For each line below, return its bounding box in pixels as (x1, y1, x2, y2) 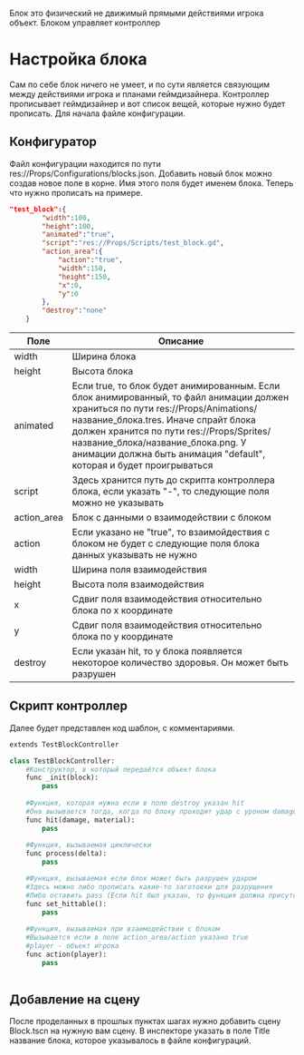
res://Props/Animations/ (156, 403, 258, 415)
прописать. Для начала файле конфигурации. (9, 108, 185, 119)
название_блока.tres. (71, 414, 165, 425)
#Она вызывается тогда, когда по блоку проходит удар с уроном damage (25, 806, 298, 816)
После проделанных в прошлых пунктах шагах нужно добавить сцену (9, 1016, 281, 1027)
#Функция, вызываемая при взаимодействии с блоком (25, 924, 221, 933)
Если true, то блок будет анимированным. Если (71, 380, 280, 392)
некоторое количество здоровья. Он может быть (71, 657, 290, 669)
